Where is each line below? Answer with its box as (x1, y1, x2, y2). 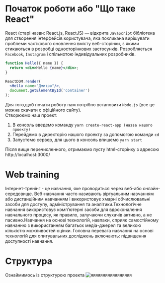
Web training (5, 169, 60, 180)
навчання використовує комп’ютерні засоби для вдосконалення (5, 207, 143, 212)
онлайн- (142, 186, 161, 191)
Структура (5, 256, 53, 267)
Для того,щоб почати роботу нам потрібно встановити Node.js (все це (5, 102, 155, 108)
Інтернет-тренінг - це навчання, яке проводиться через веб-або (5, 186, 142, 191)
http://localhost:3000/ (5, 152, 51, 158)
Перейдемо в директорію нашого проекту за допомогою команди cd (12, 132, 160, 138)
